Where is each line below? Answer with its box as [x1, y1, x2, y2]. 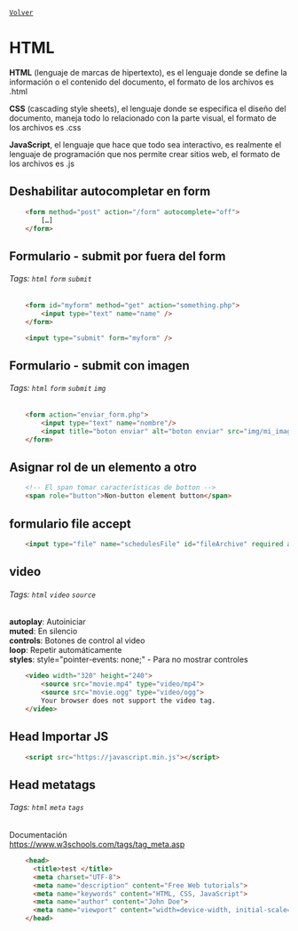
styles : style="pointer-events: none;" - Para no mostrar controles [9, 654, 248, 665]
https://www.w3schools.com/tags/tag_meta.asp [9, 839, 185, 850]
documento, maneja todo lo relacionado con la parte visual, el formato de [9, 112, 277, 123]
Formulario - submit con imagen [9, 358, 191, 373]
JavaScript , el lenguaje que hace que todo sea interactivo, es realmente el [9, 139, 282, 150]
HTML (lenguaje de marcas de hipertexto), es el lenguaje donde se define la [9, 67, 287, 77]
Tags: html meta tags [9, 802, 84, 813]
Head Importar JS [9, 729, 109, 744]
